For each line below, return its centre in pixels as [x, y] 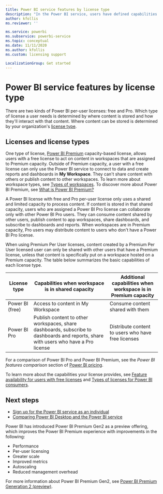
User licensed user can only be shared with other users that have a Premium [82, 250]
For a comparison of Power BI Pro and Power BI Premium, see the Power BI [80, 360]
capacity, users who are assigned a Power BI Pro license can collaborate [78, 209]
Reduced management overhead [45, 472]
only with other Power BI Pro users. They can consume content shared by [79, 215]
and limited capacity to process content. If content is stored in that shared [79, 204]
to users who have [131, 333]
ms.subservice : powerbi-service [38, 36]
